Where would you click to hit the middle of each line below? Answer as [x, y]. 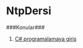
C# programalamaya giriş [46, 39]
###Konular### [25, 27]
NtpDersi [29, 11]
